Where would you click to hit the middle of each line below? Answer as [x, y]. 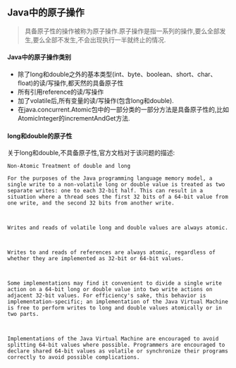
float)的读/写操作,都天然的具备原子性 [70, 83]
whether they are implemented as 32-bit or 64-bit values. [96, 259]
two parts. [23, 314]
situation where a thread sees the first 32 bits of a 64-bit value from [118, 197]
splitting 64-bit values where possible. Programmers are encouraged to [116, 345]
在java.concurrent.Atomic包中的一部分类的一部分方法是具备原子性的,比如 [123, 110]
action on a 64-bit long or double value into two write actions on [110, 290]
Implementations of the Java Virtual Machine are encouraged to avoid [113, 339]
